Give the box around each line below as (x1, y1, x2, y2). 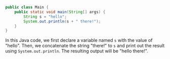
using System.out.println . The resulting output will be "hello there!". (5, 48, 148, 54)
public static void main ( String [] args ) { (14, 9, 106, 15)
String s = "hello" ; (23, 14, 67, 19)
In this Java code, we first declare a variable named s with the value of (5, 37, 153, 43)
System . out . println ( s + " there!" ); (23, 19, 101, 24)
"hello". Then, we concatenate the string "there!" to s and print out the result (5, 43, 165, 49)
